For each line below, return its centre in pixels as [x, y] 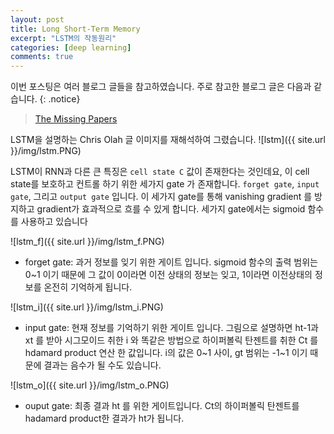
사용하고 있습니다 [54, 222]
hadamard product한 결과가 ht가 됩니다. [104, 418]
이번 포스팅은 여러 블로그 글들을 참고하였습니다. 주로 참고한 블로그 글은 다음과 [161, 87]
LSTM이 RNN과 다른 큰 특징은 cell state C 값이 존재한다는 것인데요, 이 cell [160, 172]
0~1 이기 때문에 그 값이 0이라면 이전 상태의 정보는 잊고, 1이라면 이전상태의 [168, 275]
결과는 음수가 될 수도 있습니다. [102, 365]
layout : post [37, 19]
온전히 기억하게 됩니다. [88, 287]
